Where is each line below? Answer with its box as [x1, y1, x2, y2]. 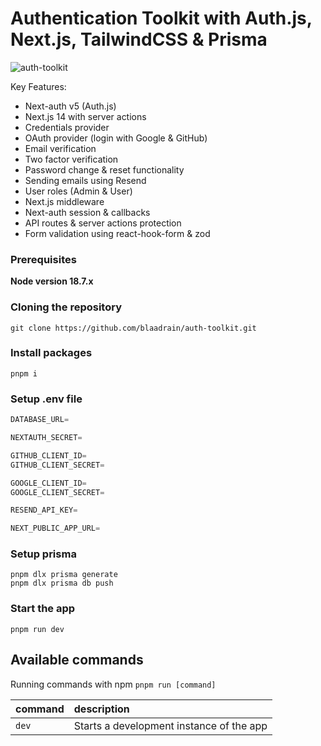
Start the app [10, 602, 76, 616]
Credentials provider [24, 121, 110, 133]
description [73, 702, 130, 716]
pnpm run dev [10, 624, 65, 634]
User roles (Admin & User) [24, 185, 133, 197]
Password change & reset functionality [24, 163, 185, 176]
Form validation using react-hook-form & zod [24, 227, 211, 239]
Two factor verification [24, 153, 119, 165]
